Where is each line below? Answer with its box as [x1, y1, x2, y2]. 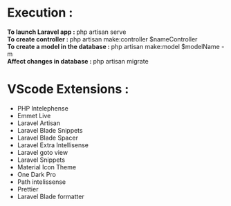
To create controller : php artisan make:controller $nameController [7, 35, 198, 43]
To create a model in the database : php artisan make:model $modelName [7, 42, 220, 50]
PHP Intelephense [17, 104, 69, 112]
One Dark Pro [17, 170, 57, 178]
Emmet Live [17, 111, 51, 120]
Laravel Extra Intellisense [17, 140, 89, 149]
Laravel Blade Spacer [17, 133, 78, 142]
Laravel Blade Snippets [17, 126, 83, 134]
